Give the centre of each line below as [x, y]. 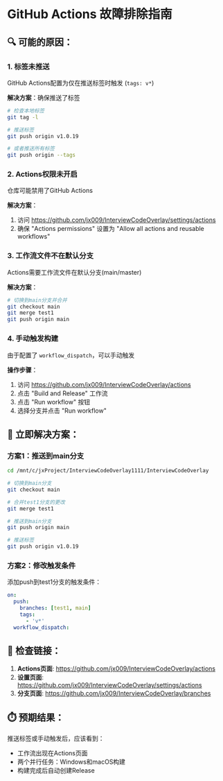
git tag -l [23, 117]
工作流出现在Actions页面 [52, 753]
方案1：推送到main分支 [46, 456]
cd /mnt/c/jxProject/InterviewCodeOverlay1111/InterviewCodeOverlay [108, 471]
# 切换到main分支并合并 [37, 300]
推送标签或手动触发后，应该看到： [56, 739]
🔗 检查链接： [34, 651]
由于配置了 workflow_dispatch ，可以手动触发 [71, 355]
